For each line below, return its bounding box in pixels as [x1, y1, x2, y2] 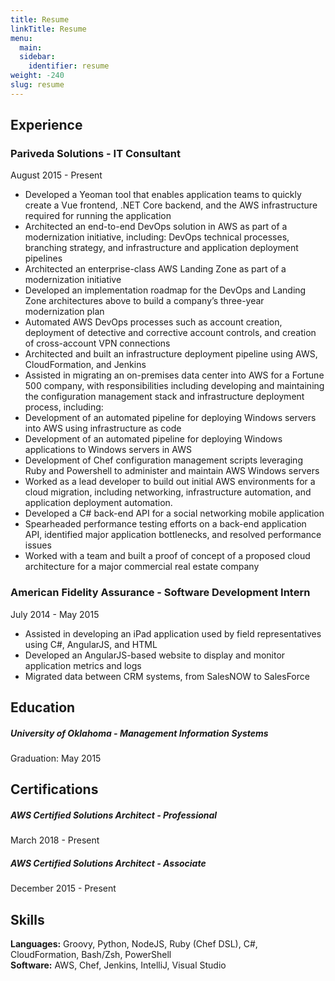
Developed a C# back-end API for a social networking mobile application [24, 507, 325, 520]
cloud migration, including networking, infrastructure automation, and [24, 486, 312, 498]
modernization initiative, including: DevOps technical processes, [24, 231, 290, 243]
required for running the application [24, 210, 172, 222]
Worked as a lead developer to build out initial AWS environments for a [24, 476, 316, 488]
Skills [10, 911, 45, 928]
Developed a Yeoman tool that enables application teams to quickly [24, 189, 302, 201]
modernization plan [24, 306, 105, 318]
